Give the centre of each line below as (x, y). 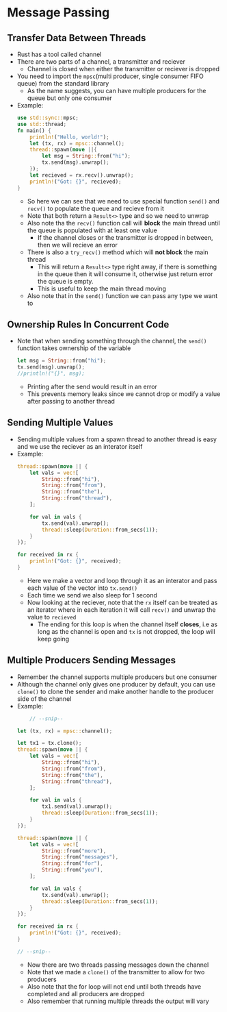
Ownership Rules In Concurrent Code (88, 324)
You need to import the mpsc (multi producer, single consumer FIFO (110, 76)
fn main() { (34, 131)
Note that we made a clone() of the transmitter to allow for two (116, 972)
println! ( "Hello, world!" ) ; (69, 137)
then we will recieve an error (78, 245)
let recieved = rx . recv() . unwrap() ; (82, 175)
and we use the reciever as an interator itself (80, 446)
